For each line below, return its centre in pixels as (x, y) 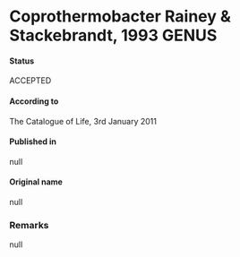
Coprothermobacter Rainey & (120, 17)
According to (34, 101)
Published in (33, 141)
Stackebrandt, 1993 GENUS (113, 35)
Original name (36, 182)
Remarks (29, 225)
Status (22, 61)
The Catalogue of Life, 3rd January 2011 (83, 121)
